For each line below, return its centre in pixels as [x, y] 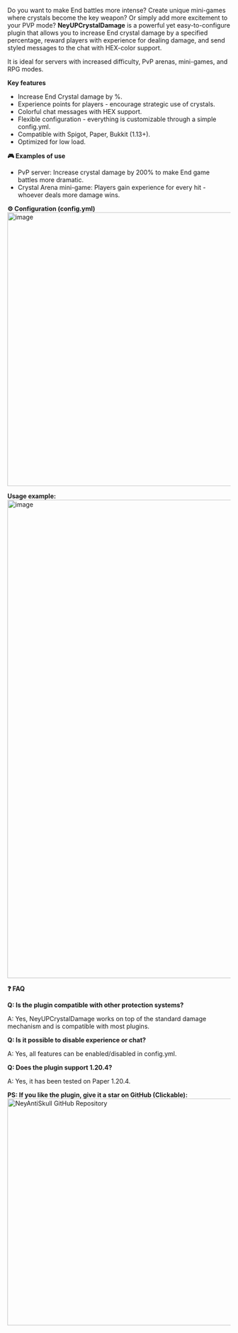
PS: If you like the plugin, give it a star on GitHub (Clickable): [97, 1095]
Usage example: [32, 496]
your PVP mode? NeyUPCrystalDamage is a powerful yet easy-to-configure [119, 25]
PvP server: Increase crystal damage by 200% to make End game [114, 172]
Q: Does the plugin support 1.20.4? [60, 1067]
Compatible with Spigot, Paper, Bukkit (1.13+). [84, 134]
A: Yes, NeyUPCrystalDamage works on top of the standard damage [107, 1019]
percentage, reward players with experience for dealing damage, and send [116, 40]
